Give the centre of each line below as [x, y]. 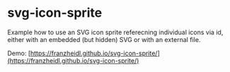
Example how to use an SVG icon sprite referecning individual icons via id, [115, 32]
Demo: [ [19, 53]
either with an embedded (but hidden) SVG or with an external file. [104, 39]
